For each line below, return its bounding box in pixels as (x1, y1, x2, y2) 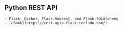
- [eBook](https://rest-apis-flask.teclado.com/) (4, 20, 108, 25)
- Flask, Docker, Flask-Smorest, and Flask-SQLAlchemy (4, 16, 119, 21)
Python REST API (4, 4, 58, 12)
